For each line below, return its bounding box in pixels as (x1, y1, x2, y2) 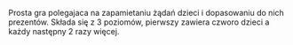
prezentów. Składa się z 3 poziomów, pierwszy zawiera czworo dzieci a (8, 17, 270, 27)
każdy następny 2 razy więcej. (8, 26, 120, 36)
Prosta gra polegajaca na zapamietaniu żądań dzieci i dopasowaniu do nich (8, 8, 285, 18)
